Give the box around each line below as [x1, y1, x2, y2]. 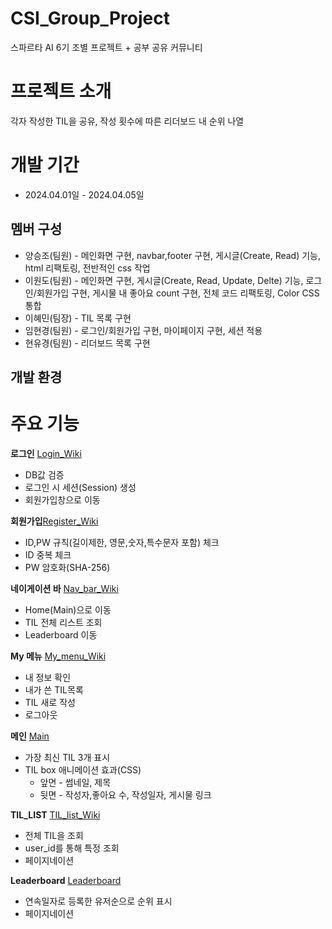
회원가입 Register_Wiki [10, 515, 99, 527]
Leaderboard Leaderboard [10, 874, 122, 886]
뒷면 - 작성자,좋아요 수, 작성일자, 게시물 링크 [39, 788, 212, 801]
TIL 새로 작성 [24, 696, 76, 708]
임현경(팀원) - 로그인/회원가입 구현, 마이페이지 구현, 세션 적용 [24, 324, 263, 336]
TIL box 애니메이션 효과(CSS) [24, 763, 142, 776]
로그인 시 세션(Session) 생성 [24, 481, 137, 493]
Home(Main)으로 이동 [24, 603, 112, 616]
